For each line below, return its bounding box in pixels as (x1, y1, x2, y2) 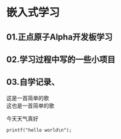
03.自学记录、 (6, 77, 60, 87)
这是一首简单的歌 (6, 94, 49, 101)
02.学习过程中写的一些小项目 (6, 54, 116, 65)
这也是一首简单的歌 (6, 102, 55, 109)
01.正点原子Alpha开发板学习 (6, 32, 113, 42)
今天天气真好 (6, 115, 38, 122)
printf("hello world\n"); (6, 127, 72, 133)
